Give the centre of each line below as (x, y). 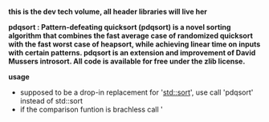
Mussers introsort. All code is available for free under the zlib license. (127, 61)
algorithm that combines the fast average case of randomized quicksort (130, 36)
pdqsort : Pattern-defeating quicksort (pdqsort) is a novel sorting (120, 27)
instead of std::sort (51, 101)
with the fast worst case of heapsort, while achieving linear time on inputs (134, 44)
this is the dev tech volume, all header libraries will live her (108, 12)
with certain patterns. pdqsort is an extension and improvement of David (132, 53)
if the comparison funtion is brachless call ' (91, 109)
